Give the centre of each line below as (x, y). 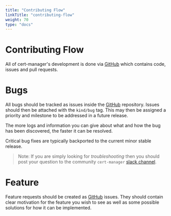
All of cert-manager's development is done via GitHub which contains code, (85, 64)
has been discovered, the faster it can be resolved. (59, 131)
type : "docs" (19, 24)
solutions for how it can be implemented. (49, 208)
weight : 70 (17, 20)
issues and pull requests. (32, 69)
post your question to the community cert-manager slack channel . (87, 162)
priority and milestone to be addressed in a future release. (67, 116)
